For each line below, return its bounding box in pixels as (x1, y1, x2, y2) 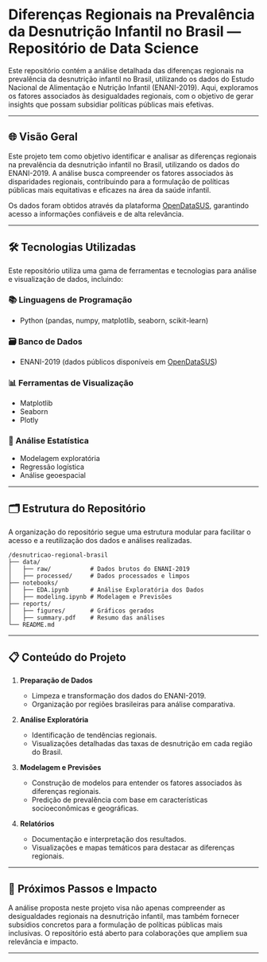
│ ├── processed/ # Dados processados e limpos (8, 572, 191, 580)
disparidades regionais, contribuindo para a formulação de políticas (8, 177, 230, 186)
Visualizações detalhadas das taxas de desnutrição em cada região (31, 739, 253, 749)
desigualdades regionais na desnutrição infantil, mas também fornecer (8, 912, 240, 921)
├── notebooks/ (8, 579, 59, 587)
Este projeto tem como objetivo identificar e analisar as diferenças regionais (8, 151, 257, 161)
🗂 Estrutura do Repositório (8, 502, 146, 515)
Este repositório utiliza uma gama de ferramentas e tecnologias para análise (8, 265, 257, 276)
